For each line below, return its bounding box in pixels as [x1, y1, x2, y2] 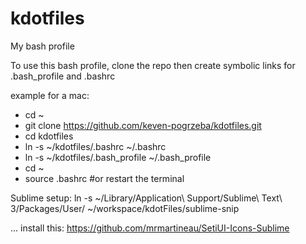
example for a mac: [10, 89, 90, 101]
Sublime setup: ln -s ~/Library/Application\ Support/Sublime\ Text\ [10, 192, 283, 204]
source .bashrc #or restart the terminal [24, 172, 185, 184]
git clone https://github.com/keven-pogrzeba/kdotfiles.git [24, 119, 262, 131]
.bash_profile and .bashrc [10, 70, 116, 82]
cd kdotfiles [24, 130, 74, 142]
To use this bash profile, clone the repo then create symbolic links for [10, 59, 296, 71]
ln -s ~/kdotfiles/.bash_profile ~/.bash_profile [24, 151, 212, 163]
